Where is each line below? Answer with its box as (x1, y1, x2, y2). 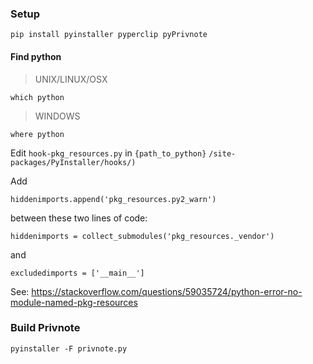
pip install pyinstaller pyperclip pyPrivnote (10, 30, 208, 40)
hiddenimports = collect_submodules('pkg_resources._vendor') (10, 231, 275, 241)
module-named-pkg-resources (10, 296, 138, 308)
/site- (208, 148, 237, 159)
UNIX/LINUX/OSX (34, 73, 108, 85)
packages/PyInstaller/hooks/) (10, 157, 137, 167)
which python (10, 92, 65, 102)
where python (10, 129, 65, 139)
